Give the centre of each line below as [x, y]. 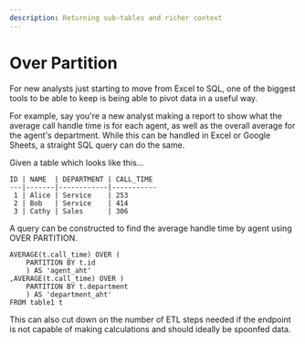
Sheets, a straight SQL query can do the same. [97, 145]
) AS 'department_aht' [69, 294]
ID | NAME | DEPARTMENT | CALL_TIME [81, 179]
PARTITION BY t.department [77, 287]
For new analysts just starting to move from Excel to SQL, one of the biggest [152, 89]
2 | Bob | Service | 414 [71, 203]
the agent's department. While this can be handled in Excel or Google [140, 135]
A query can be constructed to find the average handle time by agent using [151, 228]
